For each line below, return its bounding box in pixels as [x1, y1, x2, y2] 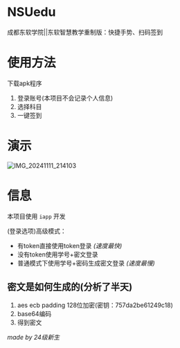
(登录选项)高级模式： [7, 227, 67, 235]
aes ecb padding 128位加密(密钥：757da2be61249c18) [17, 301, 173, 309]
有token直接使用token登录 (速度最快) [17, 241, 123, 250]
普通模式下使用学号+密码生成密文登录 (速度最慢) [17, 259, 156, 267]
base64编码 [17, 309, 52, 317]
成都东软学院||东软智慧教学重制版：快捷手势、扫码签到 [7, 28, 163, 36]
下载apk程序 [7, 79, 43, 87]
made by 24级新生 [7, 333, 60, 341]
